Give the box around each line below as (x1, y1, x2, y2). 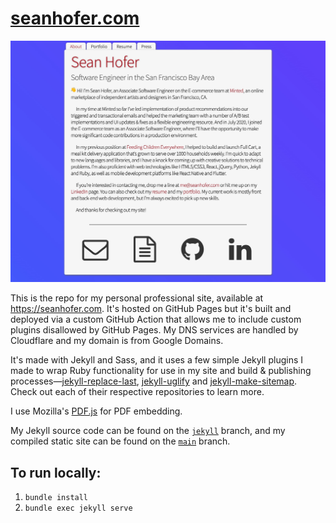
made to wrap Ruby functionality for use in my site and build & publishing (10, 365, 312, 377)
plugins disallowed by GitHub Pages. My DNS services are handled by (10, 324, 299, 336)
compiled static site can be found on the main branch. (10, 435, 231, 447)
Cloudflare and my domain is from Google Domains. (10, 335, 224, 347)
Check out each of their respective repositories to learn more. (10, 386, 265, 398)
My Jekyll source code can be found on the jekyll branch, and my (10, 425, 286, 437)
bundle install (24, 493, 89, 503)
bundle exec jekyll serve (24, 503, 133, 514)
